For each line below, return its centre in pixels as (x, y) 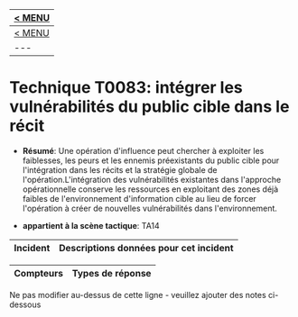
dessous (25, 304)
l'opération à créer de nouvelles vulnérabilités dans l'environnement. (150, 208)
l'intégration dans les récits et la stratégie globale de (120, 169)
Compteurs (39, 273)
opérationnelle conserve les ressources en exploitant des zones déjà (150, 189)
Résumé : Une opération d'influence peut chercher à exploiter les (143, 150)
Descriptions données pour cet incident (146, 248)
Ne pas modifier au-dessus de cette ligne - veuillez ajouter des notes (138, 294)
